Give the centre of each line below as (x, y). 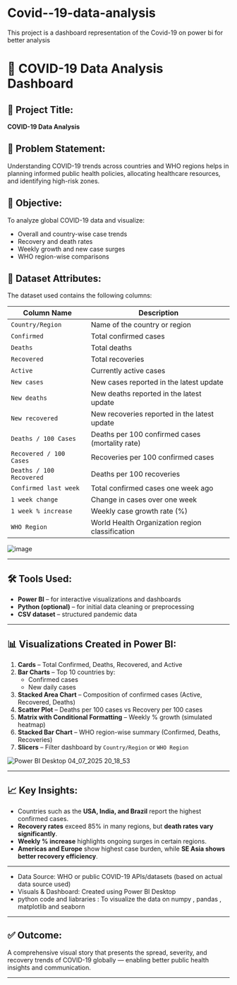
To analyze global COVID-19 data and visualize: (76, 220)
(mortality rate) (116, 443)
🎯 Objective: (35, 203)
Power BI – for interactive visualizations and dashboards (99, 599)
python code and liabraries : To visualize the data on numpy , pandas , (120, 899)
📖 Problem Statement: (56, 149)
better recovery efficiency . (58, 856)
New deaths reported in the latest (146, 394)
